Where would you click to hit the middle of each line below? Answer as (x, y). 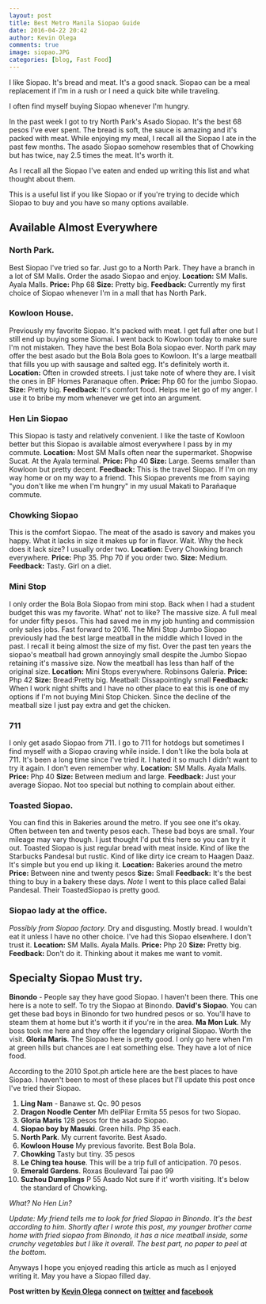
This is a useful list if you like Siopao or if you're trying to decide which (124, 194)
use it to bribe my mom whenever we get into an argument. (105, 398)
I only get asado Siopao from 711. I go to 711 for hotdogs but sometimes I (127, 743)
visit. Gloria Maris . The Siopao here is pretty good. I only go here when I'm (131, 1039)
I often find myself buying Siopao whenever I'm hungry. (99, 106)
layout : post (30, 15)
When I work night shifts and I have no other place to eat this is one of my (129, 688)
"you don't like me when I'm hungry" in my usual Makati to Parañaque (123, 486)
